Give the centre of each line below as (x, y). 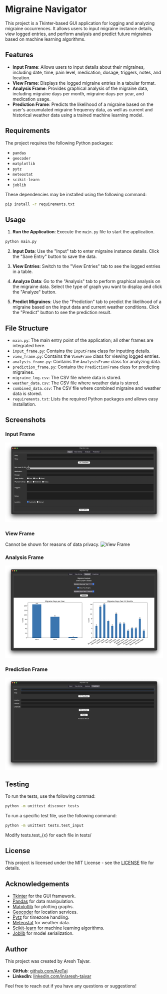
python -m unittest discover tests (42, 806)
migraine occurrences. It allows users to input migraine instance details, (79, 28)
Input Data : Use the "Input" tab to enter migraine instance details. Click (86, 251)
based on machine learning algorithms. (45, 39)
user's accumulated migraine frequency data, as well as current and (82, 109)
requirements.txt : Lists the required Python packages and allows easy (85, 399)
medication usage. (31, 99)
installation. (24, 404)
